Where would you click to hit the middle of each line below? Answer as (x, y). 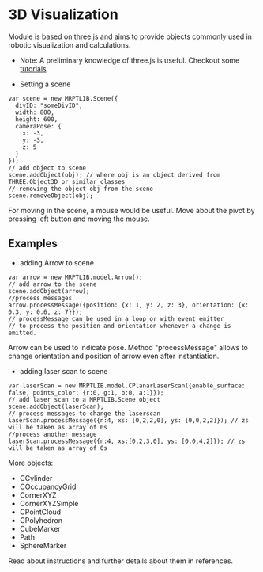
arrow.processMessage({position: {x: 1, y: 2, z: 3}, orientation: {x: (128, 305)
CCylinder (36, 478)
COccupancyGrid (48, 486)
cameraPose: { (38, 126)
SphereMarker (43, 545)
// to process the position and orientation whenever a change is (120, 326)
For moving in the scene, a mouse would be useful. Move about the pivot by (131, 210)
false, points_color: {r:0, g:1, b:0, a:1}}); (86, 393)
